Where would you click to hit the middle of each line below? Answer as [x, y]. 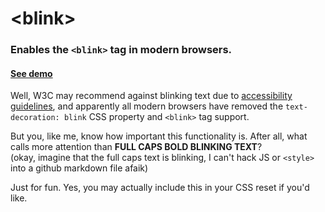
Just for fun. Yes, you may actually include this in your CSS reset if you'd [160, 188]
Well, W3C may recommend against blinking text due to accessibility [151, 96]
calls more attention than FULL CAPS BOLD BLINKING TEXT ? [136, 147]
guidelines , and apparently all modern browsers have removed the [147, 106]
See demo [31, 73]
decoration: [35, 118]
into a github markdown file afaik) [79, 168]
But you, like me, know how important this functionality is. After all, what [159, 136]
